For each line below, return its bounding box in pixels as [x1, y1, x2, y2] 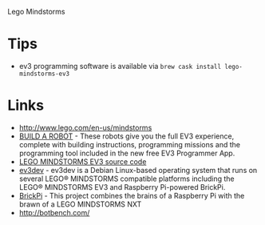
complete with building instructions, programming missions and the [18, 139, 241, 149]
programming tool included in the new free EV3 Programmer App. [18, 148, 235, 158]
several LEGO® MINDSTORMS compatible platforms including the [18, 174, 235, 183]
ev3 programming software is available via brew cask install [18, 61, 221, 70]
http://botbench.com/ [18, 207, 90, 217]
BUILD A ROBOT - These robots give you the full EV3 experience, [18, 131, 235, 141]
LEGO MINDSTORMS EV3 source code [18, 156, 147, 167]
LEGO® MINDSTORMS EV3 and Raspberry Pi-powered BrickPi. [18, 182, 226, 191]
